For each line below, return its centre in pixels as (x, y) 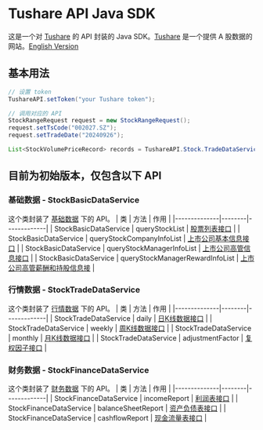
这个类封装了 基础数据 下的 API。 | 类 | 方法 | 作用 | (90, 219)
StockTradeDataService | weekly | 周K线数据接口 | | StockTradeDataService (130, 328)
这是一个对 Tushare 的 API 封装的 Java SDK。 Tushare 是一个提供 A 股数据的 (130, 36)
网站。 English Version (43, 46)
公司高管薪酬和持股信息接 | (52, 268)
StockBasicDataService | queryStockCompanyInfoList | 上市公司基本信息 (125, 238)
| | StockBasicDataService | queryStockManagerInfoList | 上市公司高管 (130, 248)
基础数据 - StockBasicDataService (74, 200)
